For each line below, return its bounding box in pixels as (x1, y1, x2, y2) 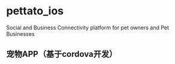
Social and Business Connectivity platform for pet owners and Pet (6, 24, 170, 31)
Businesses (6, 30, 35, 37)
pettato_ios (6, 4, 64, 18)
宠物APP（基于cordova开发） (6, 49, 117, 59)
